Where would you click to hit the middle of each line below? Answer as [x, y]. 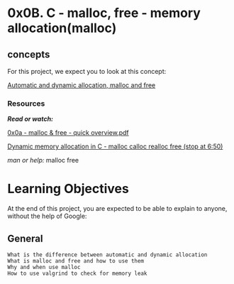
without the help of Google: [47, 216]
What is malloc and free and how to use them [76, 261]
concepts [29, 54]
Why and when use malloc [44, 268]
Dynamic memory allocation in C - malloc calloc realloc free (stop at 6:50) [115, 146]
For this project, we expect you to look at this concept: [87, 71]
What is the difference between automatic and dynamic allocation [107, 255]
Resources [26, 103]
